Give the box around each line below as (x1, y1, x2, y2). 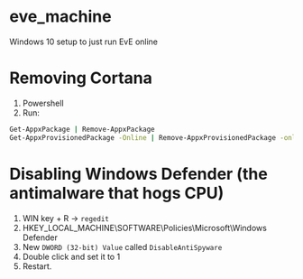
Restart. (22, 260, 52, 272)
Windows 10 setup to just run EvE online (9, 36, 159, 47)
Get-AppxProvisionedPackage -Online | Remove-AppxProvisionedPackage (9, 133, 277, 142)
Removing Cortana (9, 68, 153, 88)
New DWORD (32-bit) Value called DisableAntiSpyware (22, 241, 223, 252)
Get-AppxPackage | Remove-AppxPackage (9, 125, 155, 134)
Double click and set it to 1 (22, 251, 121, 262)
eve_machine (9, 6, 112, 27)
